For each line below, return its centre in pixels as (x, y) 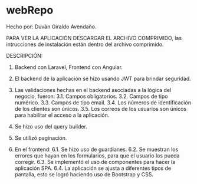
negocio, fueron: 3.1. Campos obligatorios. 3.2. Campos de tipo (91, 96)
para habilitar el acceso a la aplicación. (62, 115)
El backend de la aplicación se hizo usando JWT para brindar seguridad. (103, 78)
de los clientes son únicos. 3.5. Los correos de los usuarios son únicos (101, 109)
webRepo (30, 10)
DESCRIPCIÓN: (24, 55)
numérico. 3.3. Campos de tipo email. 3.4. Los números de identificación (103, 102)
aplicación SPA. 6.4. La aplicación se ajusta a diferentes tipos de (93, 168)
